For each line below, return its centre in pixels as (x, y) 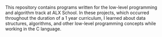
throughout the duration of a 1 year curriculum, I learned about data (75, 18)
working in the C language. (33, 29)
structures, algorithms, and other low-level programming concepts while (80, 23)
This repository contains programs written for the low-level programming (81, 7)
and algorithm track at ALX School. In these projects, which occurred (77, 13)
